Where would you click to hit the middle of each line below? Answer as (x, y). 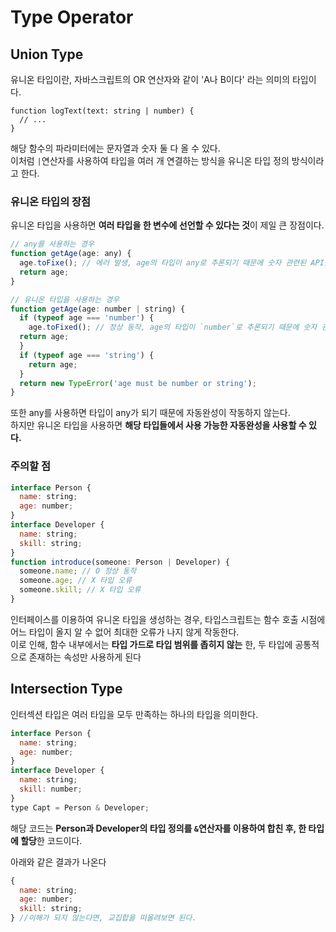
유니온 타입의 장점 (51, 201)
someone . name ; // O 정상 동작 (78, 571)
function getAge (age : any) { (71, 254)
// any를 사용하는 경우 (52, 244)
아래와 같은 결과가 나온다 (58, 862)
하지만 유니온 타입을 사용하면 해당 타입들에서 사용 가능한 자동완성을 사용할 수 (158, 425)
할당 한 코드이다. (51, 840)
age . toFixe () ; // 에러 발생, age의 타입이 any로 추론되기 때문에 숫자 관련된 (163, 263)
